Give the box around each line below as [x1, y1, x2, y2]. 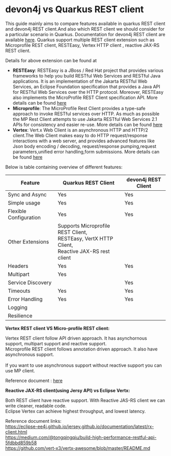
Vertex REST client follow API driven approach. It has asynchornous [5, 335, 148, 341]
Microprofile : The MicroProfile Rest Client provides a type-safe [12, 105, 146, 111]
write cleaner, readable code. [5, 402, 67, 409]
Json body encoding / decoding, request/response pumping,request [12, 143, 157, 149]
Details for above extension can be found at [5, 57, 97, 63]
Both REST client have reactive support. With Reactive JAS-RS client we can [5, 397, 165, 403]
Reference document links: [5, 418, 62, 424]
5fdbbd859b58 [5, 440, 37, 446]
